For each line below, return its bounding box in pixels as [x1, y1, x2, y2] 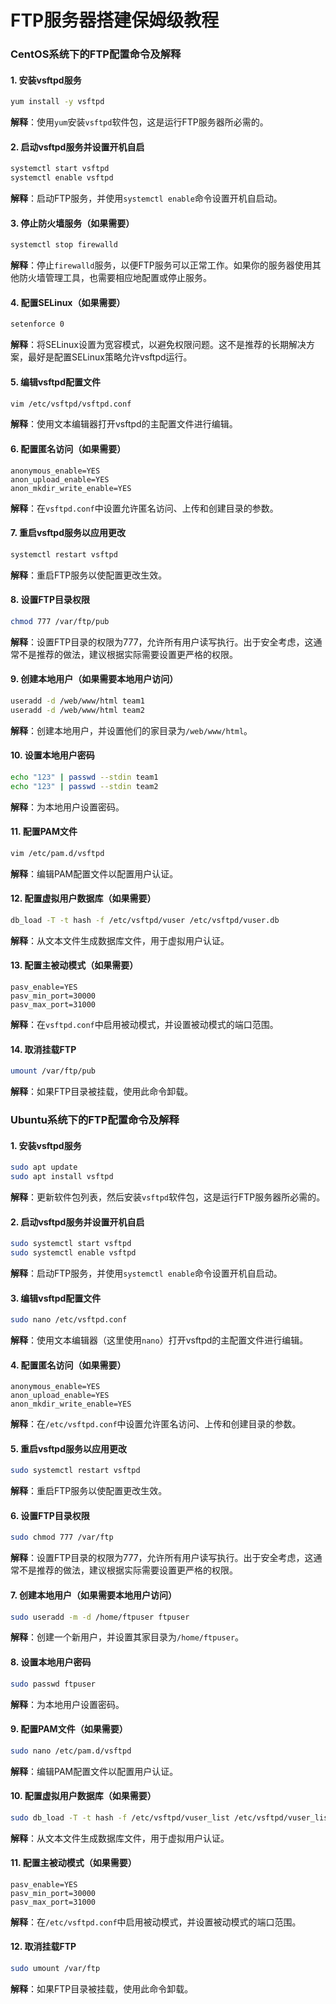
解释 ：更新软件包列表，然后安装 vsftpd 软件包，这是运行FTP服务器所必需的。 [10, 1191, 326, 1203]
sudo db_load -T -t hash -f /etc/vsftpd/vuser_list [10, 1812, 230, 1823]
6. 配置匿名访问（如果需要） [10, 442, 127, 455]
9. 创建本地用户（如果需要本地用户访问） [10, 673, 179, 685]
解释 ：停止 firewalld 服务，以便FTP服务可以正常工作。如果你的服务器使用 [10, 259, 313, 271]
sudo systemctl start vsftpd [10, 1239, 132, 1249]
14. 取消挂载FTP [10, 1043, 77, 1055]
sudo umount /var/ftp [10, 1964, 101, 1974]
